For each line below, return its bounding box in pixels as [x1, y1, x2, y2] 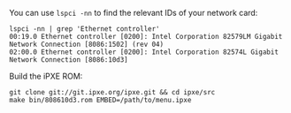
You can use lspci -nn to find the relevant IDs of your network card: [9, 8, 258, 18]
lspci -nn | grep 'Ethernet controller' [9, 25, 161, 34]
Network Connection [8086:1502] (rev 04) [9, 40, 165, 49]
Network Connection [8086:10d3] [9, 56, 128, 64]
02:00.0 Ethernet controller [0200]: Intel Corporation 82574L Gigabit [9, 48, 279, 56]
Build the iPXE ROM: [9, 71, 83, 81]
